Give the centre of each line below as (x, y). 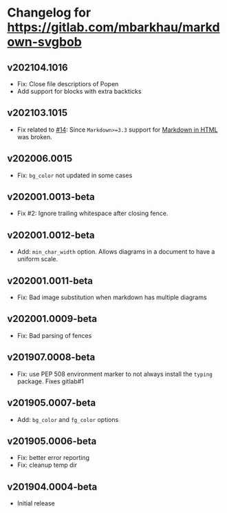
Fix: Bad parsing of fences (54, 335)
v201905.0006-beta (52, 441)
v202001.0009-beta (52, 319)
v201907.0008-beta (51, 358)
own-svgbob (45, 42)
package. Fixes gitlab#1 (51, 381)
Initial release (36, 503)
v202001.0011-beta (50, 281)
